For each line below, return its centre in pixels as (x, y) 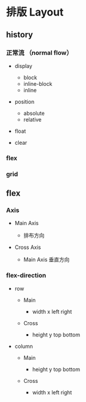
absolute (34, 113)
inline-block (38, 83)
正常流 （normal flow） (39, 52)
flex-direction (26, 276)
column (24, 346)
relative (32, 119)
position (24, 101)
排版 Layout (35, 12)
